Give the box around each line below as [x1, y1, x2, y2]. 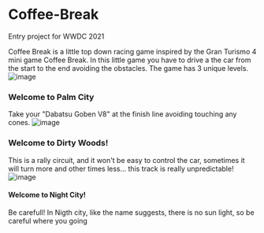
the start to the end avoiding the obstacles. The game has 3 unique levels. [8, 63, 249, 72]
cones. [8, 118, 31, 128]
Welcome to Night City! [8, 190, 87, 200]
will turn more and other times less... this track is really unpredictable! [8, 164, 234, 173]
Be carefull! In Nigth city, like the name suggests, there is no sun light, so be [8, 207, 255, 217]
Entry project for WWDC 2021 [8, 31, 105, 41]
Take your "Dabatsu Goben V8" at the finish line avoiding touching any [8, 109, 237, 119]
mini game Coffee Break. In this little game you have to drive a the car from [8, 55, 251, 65]
